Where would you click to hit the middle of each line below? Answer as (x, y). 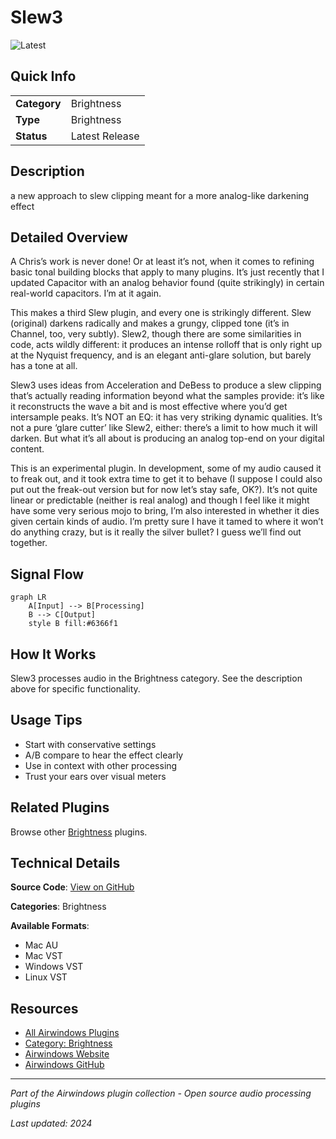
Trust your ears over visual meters (95, 776)
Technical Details (65, 863)
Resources (44, 1008)
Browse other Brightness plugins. (79, 832)
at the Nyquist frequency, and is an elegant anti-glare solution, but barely (161, 355)
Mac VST (43, 956)
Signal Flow (47, 574)
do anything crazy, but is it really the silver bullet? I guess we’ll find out (156, 532)
